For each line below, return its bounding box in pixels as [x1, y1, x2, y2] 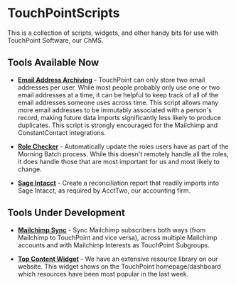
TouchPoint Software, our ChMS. [7, 36, 104, 44]
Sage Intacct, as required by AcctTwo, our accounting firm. [17, 186, 191, 195]
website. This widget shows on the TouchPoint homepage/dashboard [17, 262, 222, 271]
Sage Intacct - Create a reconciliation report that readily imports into [17, 178, 219, 187]
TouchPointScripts [7, 5, 120, 21]
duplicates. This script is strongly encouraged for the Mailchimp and [17, 121, 218, 129]
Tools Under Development [7, 207, 126, 219]
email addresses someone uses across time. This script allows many [17, 98, 219, 107]
